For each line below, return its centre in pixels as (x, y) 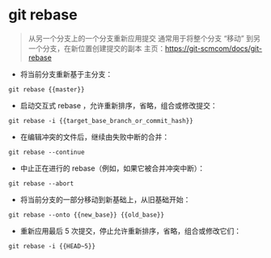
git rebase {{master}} (47, 89)
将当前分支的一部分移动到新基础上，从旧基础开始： (105, 199)
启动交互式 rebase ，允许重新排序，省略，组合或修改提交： (119, 105)
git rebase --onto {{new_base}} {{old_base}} (86, 215)
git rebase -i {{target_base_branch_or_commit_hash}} (101, 121)
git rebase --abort (41, 184)
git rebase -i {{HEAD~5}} (52, 246)
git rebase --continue (47, 152)
